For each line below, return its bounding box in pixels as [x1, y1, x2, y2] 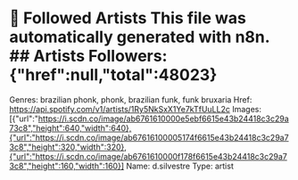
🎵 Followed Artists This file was [9, 8, 247, 29]
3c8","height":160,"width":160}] [9, 160, 125, 171]
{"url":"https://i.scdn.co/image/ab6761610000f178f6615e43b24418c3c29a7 [9, 151, 287, 161]
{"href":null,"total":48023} [9, 65, 218, 86]
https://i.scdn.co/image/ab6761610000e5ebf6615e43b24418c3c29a [37, 113, 290, 124]
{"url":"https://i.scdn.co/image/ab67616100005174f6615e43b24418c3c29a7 [9, 132, 289, 143]
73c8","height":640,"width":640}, [9, 122, 132, 133]
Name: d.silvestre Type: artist [126, 160, 234, 171]
